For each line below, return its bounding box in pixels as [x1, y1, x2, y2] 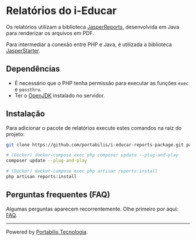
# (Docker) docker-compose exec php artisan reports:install [6, 168, 158, 174]
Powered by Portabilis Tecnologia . [6, 228, 88, 235]
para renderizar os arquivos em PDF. [6, 29, 94, 36]
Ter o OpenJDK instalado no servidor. [14, 92, 105, 99]
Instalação [6, 109, 45, 119]
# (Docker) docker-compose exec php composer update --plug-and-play [6, 152, 179, 158]
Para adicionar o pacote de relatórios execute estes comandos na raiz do [6, 124, 182, 131]
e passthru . [14, 86, 42, 93]
